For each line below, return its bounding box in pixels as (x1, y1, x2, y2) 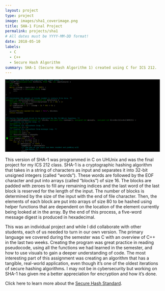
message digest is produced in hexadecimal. (5, 214, 96, 220)
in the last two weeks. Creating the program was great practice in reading (5, 239, 154, 245)
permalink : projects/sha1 (5, 29, 58, 34)
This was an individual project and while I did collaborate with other (5, 224, 141, 229)
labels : (5, 44, 21, 49)
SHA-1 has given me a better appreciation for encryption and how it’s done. (5, 271, 157, 277)
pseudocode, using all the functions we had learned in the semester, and (5, 244, 153, 251)
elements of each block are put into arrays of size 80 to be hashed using (5, 198, 152, 204)
